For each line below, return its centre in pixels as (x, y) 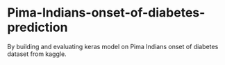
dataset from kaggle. (37, 54)
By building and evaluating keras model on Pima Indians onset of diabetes (113, 46)
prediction (37, 27)
